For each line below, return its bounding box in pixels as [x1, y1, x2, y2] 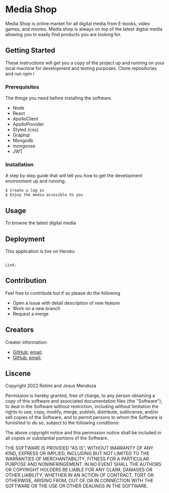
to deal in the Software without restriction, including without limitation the [5, 404, 159, 410]
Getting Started [5, 46, 55, 55]
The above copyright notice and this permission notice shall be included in [5, 430, 161, 436]
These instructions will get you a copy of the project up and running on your [5, 60, 164, 66]
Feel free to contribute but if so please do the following [5, 290, 121, 296]
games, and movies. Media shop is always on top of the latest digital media [5, 26, 163, 32]
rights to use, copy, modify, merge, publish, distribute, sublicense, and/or [5, 409, 159, 415]
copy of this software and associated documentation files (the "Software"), [5, 398, 163, 404]
